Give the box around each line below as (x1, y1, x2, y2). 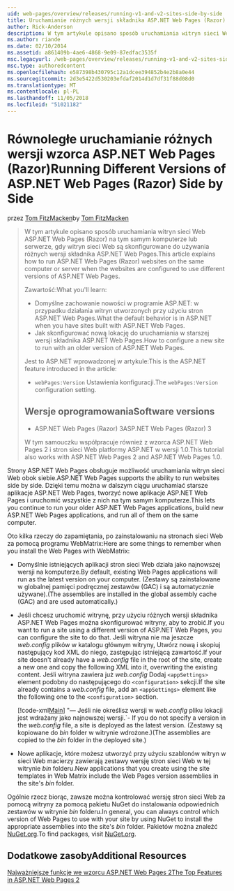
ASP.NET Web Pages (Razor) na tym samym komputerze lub (24, 235, 198, 243)
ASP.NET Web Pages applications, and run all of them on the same (7, 511, 198, 519)
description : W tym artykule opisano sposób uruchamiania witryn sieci (7, 29, 219, 37)
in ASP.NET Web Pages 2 (7, 876, 80, 884)
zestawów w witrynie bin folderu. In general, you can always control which (7, 807, 219, 816)
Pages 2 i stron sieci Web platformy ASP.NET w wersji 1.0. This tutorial (24, 445, 224, 454)
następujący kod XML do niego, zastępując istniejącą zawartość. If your (17, 648, 222, 656)
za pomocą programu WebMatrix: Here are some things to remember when (7, 539, 221, 547)
